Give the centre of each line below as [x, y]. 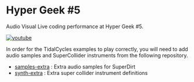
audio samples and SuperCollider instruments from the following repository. [97, 55]
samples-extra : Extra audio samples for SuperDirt [75, 66]
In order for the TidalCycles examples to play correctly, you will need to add [97, 49]
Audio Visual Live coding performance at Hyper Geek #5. [75, 26]
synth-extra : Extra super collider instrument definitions [81, 73]
